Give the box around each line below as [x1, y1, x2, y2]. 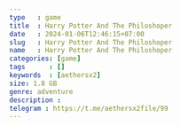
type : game [9, 12, 62, 22]
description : [9, 95, 62, 105]
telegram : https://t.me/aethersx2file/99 [9, 104, 169, 113]
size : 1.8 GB [9, 79, 58, 88]
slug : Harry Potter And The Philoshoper [9, 37, 173, 47]
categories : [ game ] [9, 54, 82, 63]
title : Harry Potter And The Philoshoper [9, 21, 173, 30]
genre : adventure [9, 87, 74, 96]
